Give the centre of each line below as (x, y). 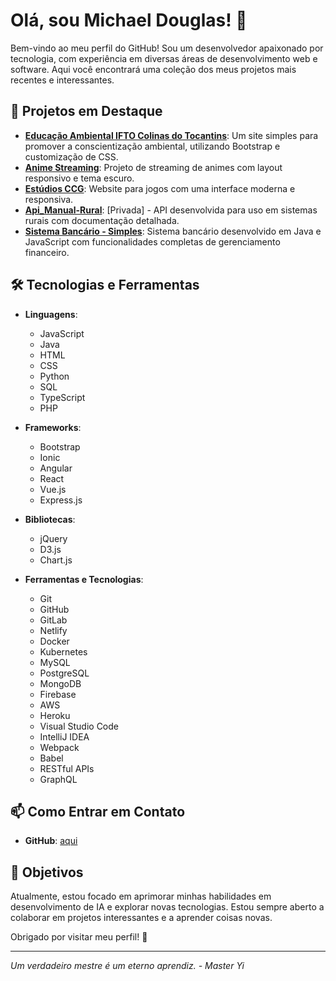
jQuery (53, 538)
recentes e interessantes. (62, 80)
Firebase (58, 694)
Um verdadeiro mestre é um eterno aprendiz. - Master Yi (127, 966)
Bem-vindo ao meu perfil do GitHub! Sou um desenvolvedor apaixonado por (167, 48)
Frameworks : (53, 427)
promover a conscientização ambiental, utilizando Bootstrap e (152, 146)
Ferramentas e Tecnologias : (84, 579)
